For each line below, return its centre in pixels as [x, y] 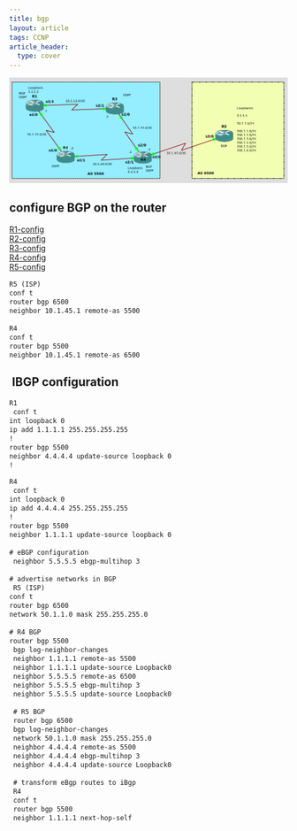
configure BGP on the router [88, 208]
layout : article [39, 28]
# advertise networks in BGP [63, 580]
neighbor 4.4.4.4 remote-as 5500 [75, 748]
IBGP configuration [65, 382]
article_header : [39, 47]
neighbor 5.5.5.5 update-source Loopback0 [92, 695]
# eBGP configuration [49, 553]
